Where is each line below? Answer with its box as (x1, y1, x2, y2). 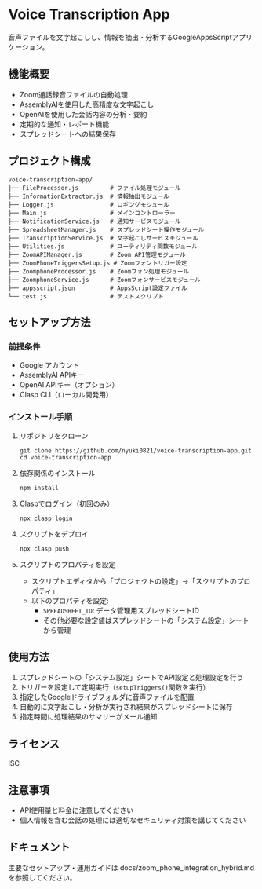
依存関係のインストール (19, 468, 96, 477)
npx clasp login (19, 514, 73, 522)
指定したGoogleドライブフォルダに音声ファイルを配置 (19, 693, 195, 702)
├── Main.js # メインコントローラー (8, 209, 176, 217)
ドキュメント (8, 840, 71, 854)
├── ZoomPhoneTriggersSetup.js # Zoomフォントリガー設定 (8, 259, 187, 267)
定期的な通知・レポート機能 (19, 119, 110, 129)
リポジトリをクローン (19, 430, 89, 441)
